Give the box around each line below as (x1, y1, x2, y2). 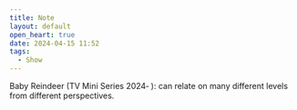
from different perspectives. (9, 90, 115, 101)
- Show (17, 55, 43, 65)
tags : (9, 47, 30, 56)
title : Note (9, 13, 55, 23)
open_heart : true (9, 30, 76, 39)
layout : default (9, 22, 71, 31)
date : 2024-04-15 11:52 (9, 38, 100, 48)
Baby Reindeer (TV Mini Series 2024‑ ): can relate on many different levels (9, 81, 289, 91)
